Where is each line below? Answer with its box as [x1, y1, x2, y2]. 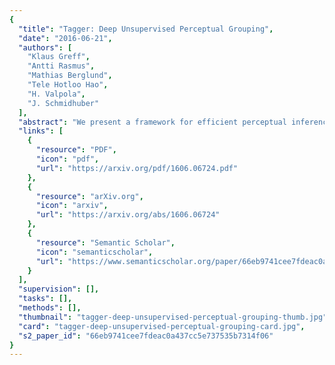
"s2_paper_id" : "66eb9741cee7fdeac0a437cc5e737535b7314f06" [18, 331, 274, 341]
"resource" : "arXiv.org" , [35, 191, 144, 201]
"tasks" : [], [18, 294, 73, 304]
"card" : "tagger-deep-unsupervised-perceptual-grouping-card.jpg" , [18, 321, 306, 331]
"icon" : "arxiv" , [35, 201, 109, 211]
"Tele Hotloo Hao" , [27, 80, 109, 90]
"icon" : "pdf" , [35, 154, 100, 164]
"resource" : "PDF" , [35, 145, 117, 155]
